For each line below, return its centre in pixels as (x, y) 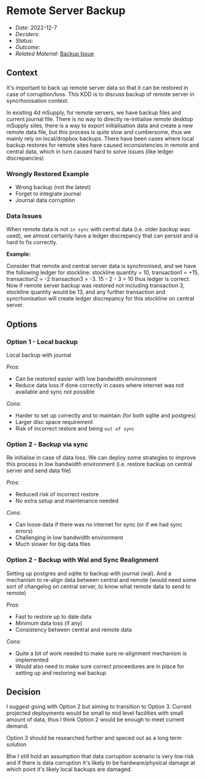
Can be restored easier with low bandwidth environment (86, 379)
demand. (17, 726)
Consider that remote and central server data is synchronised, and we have (101, 266)
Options (22, 324)
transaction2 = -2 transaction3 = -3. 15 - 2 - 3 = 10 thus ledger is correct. (99, 279)
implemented (32, 660)
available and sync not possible (55, 392)
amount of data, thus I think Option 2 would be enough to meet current (95, 720)
